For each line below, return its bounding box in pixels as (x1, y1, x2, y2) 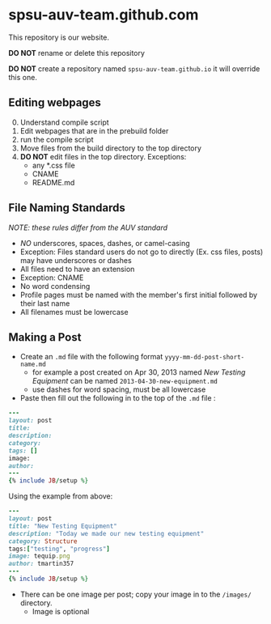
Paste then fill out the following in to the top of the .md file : (19, 393, 216, 403)
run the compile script (19, 134, 94, 144)
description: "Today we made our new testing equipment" (8, 529, 205, 537)
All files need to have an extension (19, 264, 135, 274)
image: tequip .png (8, 552, 70, 560)
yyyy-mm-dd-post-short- (164, 354, 245, 362)
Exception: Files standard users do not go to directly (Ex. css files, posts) (19, 247, 264, 257)
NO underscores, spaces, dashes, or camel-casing (19, 238, 190, 248)
